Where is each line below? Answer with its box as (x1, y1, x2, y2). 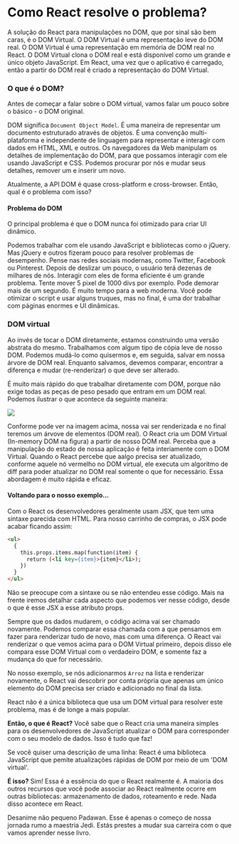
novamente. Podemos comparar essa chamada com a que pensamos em (7, 625, 222, 633)
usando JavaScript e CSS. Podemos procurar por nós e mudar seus (7, 159, 206, 167)
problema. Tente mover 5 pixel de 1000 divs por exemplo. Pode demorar (7, 279, 219, 288)
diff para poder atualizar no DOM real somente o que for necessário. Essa (7, 467, 224, 475)
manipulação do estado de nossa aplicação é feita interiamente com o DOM (7, 444, 230, 453)
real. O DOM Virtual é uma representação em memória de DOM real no (7, 43, 215, 51)
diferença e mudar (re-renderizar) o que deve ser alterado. (7, 366, 180, 374)
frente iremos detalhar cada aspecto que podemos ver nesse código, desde (7, 596, 230, 605)
